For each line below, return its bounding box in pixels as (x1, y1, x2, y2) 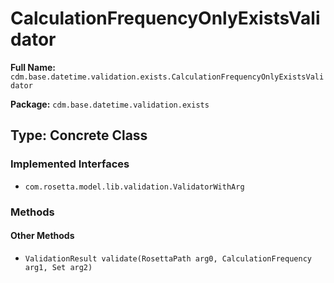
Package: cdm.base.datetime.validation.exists (10, 98, 210, 110)
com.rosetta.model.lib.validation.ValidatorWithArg (24, 182, 245, 192)
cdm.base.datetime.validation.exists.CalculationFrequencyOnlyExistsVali (10, 72, 325, 82)
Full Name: (10, 61, 56, 73)
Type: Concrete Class (10, 127, 148, 144)
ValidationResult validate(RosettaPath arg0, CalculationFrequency (24, 253, 312, 264)
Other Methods (10, 230, 75, 242)
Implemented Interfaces (10, 157, 130, 171)
